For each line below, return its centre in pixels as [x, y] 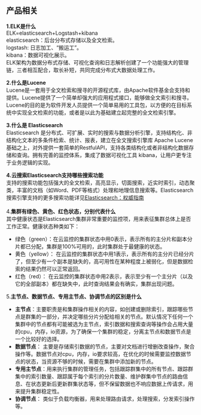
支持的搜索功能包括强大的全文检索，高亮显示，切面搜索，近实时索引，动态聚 [100, 182]
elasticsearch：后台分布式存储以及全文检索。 [62, 40]
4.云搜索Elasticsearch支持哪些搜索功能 [55, 175]
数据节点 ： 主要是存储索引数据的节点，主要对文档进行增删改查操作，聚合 [105, 346]
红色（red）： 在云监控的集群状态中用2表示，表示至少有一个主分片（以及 [104, 276]
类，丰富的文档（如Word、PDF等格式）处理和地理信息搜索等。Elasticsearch [100, 190]
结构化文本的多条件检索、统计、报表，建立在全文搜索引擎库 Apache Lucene [100, 140]
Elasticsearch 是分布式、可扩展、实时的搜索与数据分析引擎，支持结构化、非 [99, 133]
